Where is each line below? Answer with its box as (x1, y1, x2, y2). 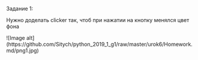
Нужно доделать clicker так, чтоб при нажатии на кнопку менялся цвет (6, 17, 190, 23)
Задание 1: (6, 5, 34, 12)
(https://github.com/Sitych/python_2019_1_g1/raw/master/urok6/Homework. (6, 41, 193, 48)
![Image (6, 34, 25, 41)
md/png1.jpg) (6, 47, 39, 54)
